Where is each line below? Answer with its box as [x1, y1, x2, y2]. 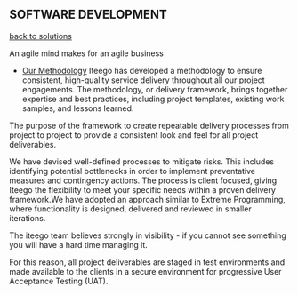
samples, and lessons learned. [21, 102, 134, 114]
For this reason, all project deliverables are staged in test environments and [9, 257, 286, 267]
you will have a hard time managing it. [9, 239, 149, 250]
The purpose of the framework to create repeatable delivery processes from [9, 120, 289, 131]
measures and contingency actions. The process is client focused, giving [9, 175, 278, 186]
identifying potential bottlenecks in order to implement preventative [9, 165, 256, 176]
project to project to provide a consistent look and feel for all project [9, 129, 259, 140]
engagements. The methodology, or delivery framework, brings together [21, 84, 288, 94]
